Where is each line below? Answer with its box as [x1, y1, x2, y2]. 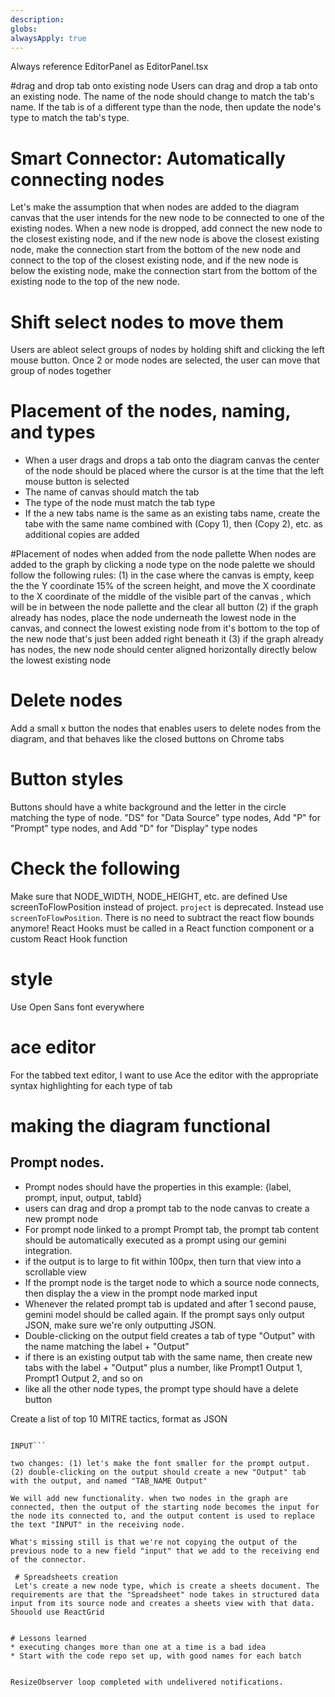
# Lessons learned [10, 1633, 87, 1643]
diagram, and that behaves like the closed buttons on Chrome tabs [10, 733, 285, 745]
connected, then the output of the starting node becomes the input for [10, 1502, 320, 1512]
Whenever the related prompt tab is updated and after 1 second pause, [24, 1297, 317, 1310]
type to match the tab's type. [10, 112, 130, 124]
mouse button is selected [24, 476, 130, 488]
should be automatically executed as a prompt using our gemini [24, 1234, 287, 1246]
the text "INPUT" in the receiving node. [10, 1519, 186, 1530]
